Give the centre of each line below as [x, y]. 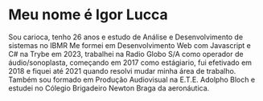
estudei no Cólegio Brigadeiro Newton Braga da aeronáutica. [109, 88]
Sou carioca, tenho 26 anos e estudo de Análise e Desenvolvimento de [126, 37]
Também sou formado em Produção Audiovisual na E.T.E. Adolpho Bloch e [132, 79]
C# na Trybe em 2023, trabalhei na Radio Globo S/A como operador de [126, 54]
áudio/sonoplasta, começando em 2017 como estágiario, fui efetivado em [130, 63]
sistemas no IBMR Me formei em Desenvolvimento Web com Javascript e [130, 45]
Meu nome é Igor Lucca [88, 15]
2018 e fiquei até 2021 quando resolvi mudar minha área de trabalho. [122, 71]
